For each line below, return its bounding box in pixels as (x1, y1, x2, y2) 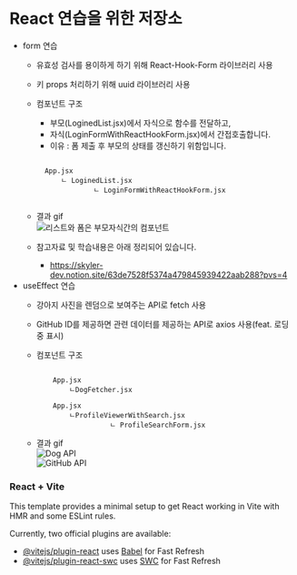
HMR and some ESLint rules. (9, 510, 116, 521)
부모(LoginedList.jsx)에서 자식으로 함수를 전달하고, (49, 117, 232, 128)
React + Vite (9, 479, 65, 492)
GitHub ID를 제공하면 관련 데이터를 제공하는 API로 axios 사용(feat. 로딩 (35, 318, 289, 329)
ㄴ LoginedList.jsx (60, 176, 134, 185)
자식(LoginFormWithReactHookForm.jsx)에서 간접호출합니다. (49, 128, 271, 139)
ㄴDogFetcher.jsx (68, 385, 134, 394)
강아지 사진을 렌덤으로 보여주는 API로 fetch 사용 (35, 299, 207, 310)
